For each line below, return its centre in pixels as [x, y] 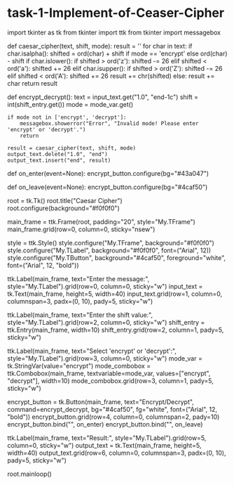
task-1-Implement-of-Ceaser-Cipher [116, 13]
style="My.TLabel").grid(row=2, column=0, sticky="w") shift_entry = [106, 322]
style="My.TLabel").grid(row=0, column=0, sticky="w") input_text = [105, 286]
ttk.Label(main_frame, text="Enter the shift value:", [80, 315]
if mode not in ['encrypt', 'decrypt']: [67, 117]
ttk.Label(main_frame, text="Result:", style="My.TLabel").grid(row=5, [107, 438]
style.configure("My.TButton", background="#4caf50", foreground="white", [117, 257]
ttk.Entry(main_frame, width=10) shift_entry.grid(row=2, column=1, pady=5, [116, 330]
